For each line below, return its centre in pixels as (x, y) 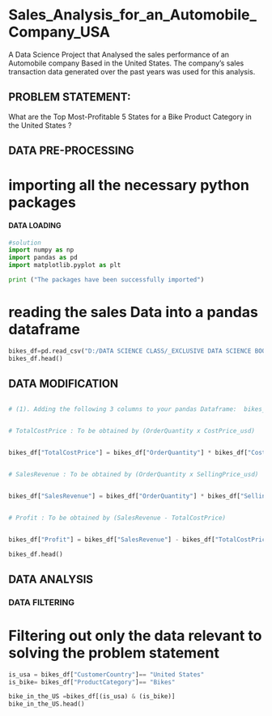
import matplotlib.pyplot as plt (65, 265)
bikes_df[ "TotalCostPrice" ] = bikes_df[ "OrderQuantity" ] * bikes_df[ (128, 453)
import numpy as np (41, 250)
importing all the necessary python (129, 186)
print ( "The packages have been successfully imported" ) (106, 280)
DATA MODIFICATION (64, 383)
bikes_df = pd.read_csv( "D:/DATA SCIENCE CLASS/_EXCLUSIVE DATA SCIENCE (130, 351)
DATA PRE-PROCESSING (71, 151)
